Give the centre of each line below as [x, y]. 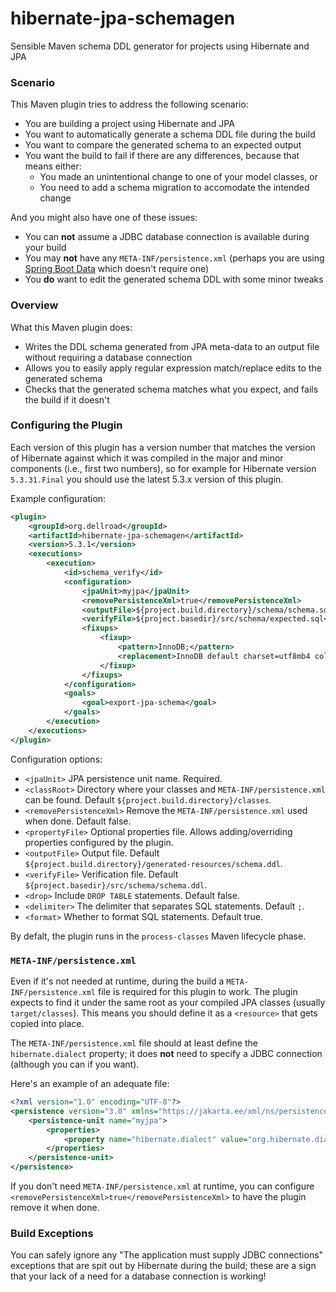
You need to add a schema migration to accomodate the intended [174, 188]
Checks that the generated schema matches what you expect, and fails [171, 389]
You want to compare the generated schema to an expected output [163, 145]
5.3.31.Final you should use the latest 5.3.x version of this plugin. [147, 479]
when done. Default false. [78, 821]
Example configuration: [58, 498]
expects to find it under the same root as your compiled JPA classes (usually [168, 1002]
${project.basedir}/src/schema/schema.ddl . [116, 884]
